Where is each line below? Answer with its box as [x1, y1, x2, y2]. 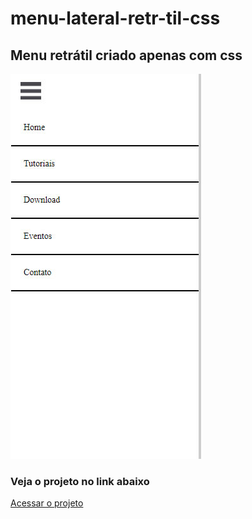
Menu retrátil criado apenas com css [10, 47, 243, 64]
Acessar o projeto [10, 497, 84, 509]
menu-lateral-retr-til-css [10, 7, 221, 30]
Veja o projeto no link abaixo [10, 474, 150, 488]
